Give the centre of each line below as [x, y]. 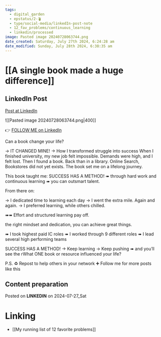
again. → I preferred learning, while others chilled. [55, 205]
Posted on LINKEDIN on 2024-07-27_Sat [46, 296]
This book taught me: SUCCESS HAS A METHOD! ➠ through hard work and [81, 176]
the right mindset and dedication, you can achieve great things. [69, 224]
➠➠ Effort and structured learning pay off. [47, 215]
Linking [20, 316]
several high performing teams [36, 239]
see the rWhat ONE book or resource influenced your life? [63, 254]
